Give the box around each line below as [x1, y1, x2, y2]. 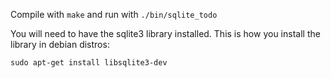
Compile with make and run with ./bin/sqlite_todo [10, 9, 218, 20]
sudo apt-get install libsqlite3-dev [10, 58, 168, 68]
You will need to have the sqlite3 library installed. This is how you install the [10, 28, 321, 39]
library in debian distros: [10, 39, 110, 50]
